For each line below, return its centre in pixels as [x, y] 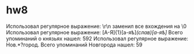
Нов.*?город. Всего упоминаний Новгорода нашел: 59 [74, 45]
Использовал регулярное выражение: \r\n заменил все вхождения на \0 [96, 26]
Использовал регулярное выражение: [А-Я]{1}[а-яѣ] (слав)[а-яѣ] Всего [95, 32]
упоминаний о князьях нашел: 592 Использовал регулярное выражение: [97, 38]
